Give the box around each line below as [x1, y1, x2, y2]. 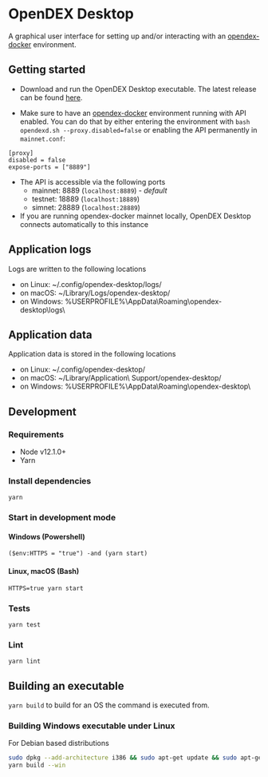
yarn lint [8, 657, 41, 666]
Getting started [8, 63, 86, 77]
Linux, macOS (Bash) [8, 567, 80, 576]
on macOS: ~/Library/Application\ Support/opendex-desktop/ [19, 373, 222, 383]
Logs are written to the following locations [8, 264, 147, 273]
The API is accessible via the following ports [19, 177, 166, 186]
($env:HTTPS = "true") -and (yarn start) [8, 549, 148, 558]
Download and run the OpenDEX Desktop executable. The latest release [19, 84, 257, 94]
